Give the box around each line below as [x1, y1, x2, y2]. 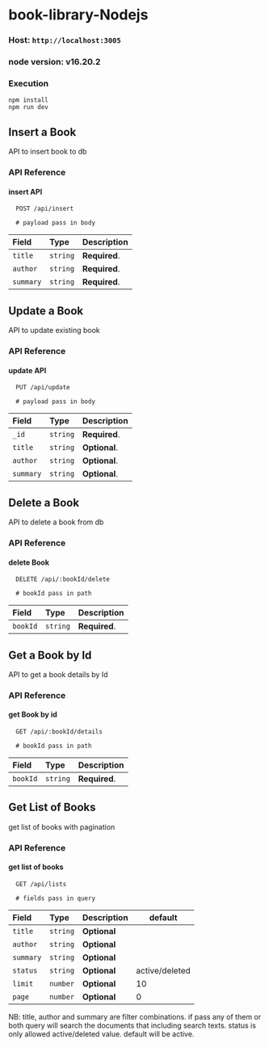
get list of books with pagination [8, 822, 116, 831]
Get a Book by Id [8, 648, 92, 662]
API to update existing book [8, 326, 100, 335]
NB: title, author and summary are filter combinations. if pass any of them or [8, 1012, 262, 1022]
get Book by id [8, 709, 58, 720]
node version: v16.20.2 [8, 57, 101, 68]
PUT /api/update [15, 384, 70, 392]
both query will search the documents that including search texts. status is [8, 1020, 257, 1031]
